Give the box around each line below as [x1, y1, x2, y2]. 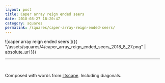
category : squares [5, 21, 43, 26]
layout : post [5, 7, 32, 12]
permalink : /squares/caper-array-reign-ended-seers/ [5, 25, 115, 30]
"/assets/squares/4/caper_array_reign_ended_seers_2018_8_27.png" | [5, 44, 146, 50]
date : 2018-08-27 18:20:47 [5, 16, 60, 21]
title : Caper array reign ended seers [5, 12, 84, 17]
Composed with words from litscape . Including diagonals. [5, 73, 122, 79]
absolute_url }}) [5, 49, 37, 55]
